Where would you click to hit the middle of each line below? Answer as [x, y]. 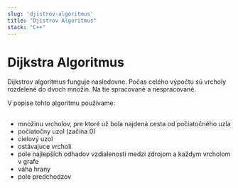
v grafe [28, 161]
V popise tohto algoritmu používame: [61, 103]
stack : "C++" [27, 27]
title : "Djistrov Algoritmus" [52, 21]
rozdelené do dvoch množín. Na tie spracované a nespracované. [102, 89]
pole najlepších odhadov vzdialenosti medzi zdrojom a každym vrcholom [124, 154]
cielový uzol [35, 138]
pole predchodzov [44, 176]
